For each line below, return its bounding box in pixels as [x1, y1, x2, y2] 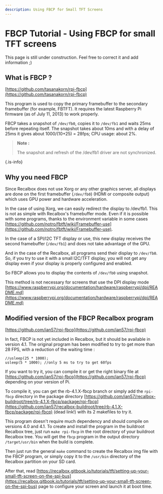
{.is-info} [5, 159, 23, 165]
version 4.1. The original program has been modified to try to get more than [5, 341, 155, 347]
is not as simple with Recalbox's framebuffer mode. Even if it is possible [5, 211, 149, 217]
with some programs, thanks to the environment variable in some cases [5, 216, 148, 222]
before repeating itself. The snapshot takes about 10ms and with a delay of [5, 126, 154, 131]
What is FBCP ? [5, 73, 52, 81]
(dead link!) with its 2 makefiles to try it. [53, 409, 132, 414]
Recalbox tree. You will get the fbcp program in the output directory [5, 434, 140, 439]
